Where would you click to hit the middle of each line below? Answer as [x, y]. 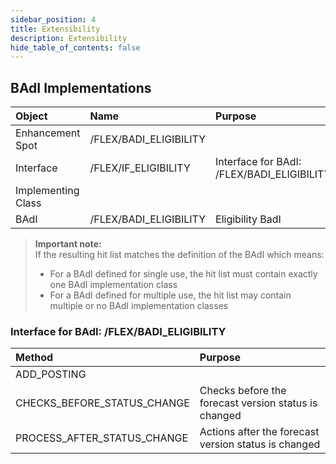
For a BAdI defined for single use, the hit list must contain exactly [183, 274]
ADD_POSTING [51, 374]
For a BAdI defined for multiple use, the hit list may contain [170, 295]
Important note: [68, 244]
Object [31, 116]
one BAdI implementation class [113, 285]
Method [34, 358]
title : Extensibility [55, 29]
